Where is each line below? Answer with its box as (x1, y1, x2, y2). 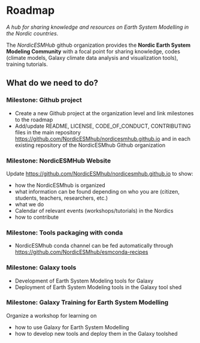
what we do (14, 200, 44, 207)
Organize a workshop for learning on (6, 312, 97, 319)
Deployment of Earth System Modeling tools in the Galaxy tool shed (14, 283, 182, 291)
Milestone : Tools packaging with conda (6, 228, 123, 237)
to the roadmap (14, 116, 53, 123)
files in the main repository (14, 128, 81, 136)
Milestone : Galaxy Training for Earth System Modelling (6, 298, 169, 306)
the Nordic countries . (6, 29, 59, 37)
